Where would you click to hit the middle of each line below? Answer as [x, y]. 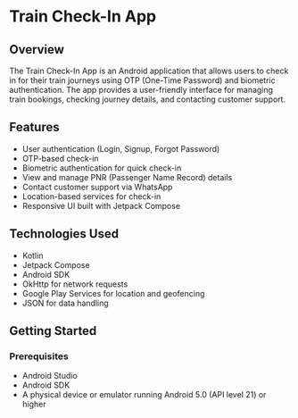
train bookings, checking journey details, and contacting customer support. [148, 99]
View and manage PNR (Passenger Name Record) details [127, 177]
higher [34, 405]
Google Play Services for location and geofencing [113, 293]
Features [34, 127]
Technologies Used [64, 234]
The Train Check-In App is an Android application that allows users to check [149, 71]
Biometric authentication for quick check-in [102, 168]
